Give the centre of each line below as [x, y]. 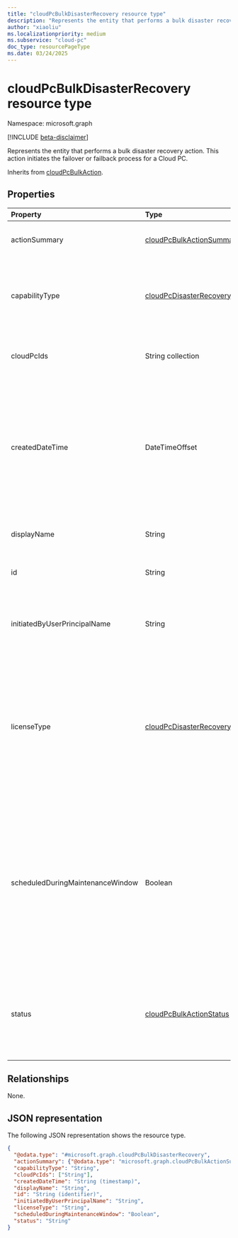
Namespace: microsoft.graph [50, 123]
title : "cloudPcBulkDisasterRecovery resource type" [87, 14]
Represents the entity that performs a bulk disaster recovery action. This [113, 150]
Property [26, 214]
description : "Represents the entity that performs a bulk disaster [110, 21]
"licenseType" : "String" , [52, 1208]
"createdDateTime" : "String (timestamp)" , [77, 1181]
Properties [31, 195]
